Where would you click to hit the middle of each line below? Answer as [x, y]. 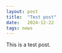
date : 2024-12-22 [30, 22]
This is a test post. [29, 45]
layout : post [22, 11]
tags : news [19, 28]
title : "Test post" [32, 17]
